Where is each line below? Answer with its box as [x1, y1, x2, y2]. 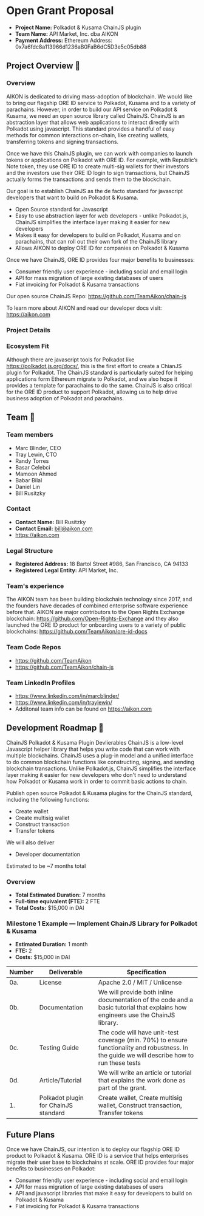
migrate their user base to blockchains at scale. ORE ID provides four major [6, 1158, 194, 1166]
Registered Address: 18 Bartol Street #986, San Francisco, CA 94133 [15, 560, 188, 568]
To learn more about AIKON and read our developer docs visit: [6, 304, 162, 312]
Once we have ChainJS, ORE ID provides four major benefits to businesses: [6, 256, 195, 263]
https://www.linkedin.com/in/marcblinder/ [15, 692, 120, 700]
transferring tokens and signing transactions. [6, 138, 119, 145]
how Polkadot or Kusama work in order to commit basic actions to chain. [6, 777, 188, 785]
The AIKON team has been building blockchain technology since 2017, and [6, 596, 192, 603]
